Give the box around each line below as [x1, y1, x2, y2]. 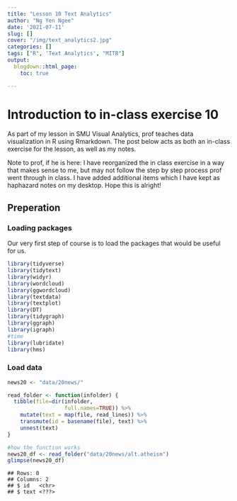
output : [7, 57, 30, 64]
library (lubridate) [7, 339, 65, 347]
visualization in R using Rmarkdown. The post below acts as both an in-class [7, 137, 231, 146]
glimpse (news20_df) [7, 457, 65, 464]
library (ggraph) [7, 320, 55, 327]
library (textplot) [7, 300, 62, 307]
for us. [7, 247, 27, 255]
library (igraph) [7, 326, 55, 333]
